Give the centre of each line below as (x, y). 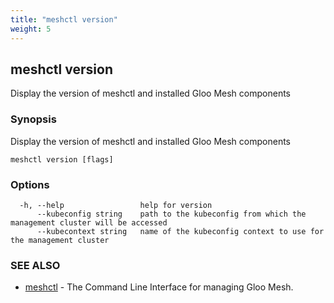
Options (30, 184)
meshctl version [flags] (62, 159)
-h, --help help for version (116, 205)
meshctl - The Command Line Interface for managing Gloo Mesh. (159, 287)
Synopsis (33, 119)
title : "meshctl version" (64, 19)
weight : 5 (31, 29)
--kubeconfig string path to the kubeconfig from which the (171, 214)
